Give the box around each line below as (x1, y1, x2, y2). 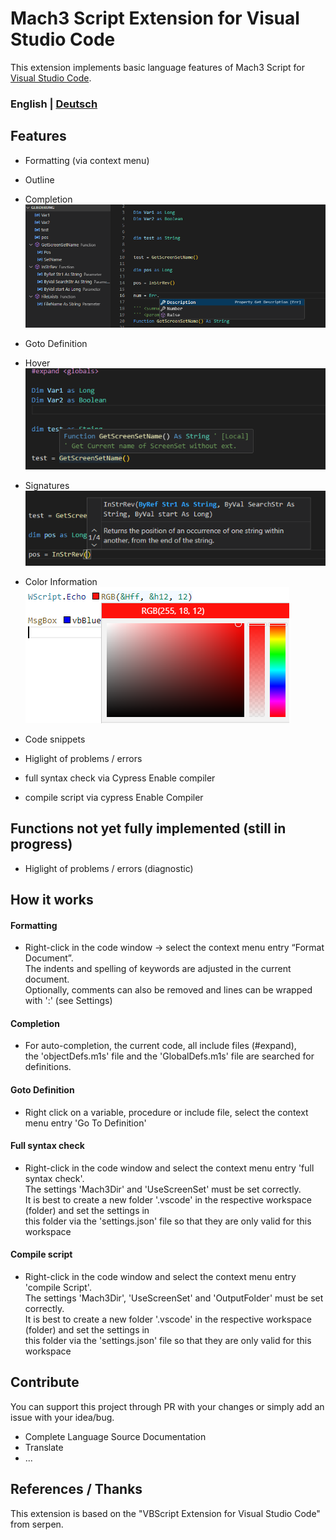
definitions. (24, 1061, 72, 1073)
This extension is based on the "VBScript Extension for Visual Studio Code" (10, 1507, 321, 1519)
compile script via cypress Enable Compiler (24, 791, 204, 803)
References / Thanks (10, 1481, 143, 1498)
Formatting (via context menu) (24, 154, 150, 166)
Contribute (10, 1374, 80, 1391)
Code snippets (24, 733, 86, 745)
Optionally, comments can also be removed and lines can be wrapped (24, 984, 313, 996)
